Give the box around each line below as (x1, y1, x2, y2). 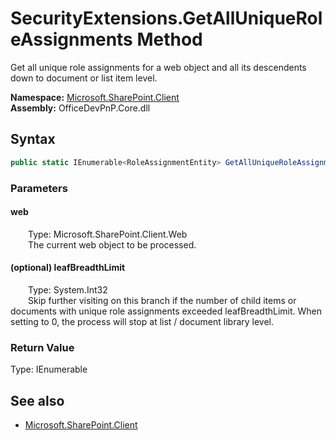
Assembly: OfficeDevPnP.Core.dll (10, 102, 151, 114)
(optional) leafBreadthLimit (10, 262, 126, 274)
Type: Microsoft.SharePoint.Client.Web (28, 228, 188, 240)
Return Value (10, 340, 75, 354)
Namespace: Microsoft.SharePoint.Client (10, 91, 180, 103)
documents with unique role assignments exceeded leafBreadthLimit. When (10, 305, 323, 317)
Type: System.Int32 (28, 283, 108, 296)
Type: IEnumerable (10, 363, 88, 376)
